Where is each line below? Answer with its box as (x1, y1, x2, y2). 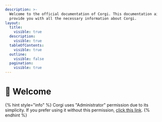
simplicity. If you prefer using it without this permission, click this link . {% (5, 107, 150, 113)
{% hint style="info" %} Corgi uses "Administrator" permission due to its (5, 102, 148, 108)
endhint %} (5, 112, 27, 118)
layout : (5, 20, 21, 26)
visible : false (13, 56, 44, 61)
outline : (9, 52, 27, 57)
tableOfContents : (9, 43, 44, 48)
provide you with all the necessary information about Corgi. (9, 16, 137, 21)
